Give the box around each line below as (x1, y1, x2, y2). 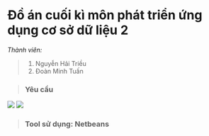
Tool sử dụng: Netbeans (24, 119, 110, 129)
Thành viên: (7, 45, 43, 54)
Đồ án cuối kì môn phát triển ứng (7, 7, 203, 23)
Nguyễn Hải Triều (35, 59, 87, 67)
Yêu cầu (24, 84, 54, 94)
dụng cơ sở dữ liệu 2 (7, 22, 129, 38)
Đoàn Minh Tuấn (35, 67, 84, 75)
